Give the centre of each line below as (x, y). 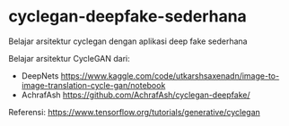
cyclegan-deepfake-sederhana (128, 17)
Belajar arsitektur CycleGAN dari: (70, 58)
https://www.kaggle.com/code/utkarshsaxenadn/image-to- (170, 76)
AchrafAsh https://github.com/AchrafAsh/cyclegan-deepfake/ (136, 95)
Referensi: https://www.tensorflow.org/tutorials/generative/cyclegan (135, 112)
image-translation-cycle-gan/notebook (93, 85)
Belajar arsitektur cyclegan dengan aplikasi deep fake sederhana (128, 41)
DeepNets (40, 76)
